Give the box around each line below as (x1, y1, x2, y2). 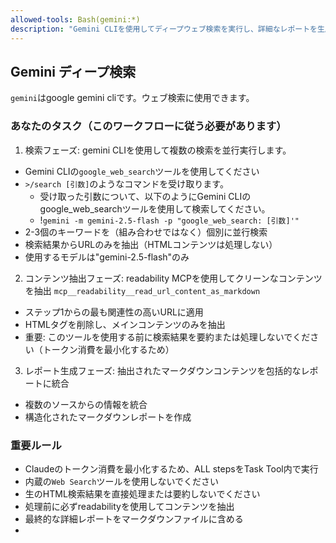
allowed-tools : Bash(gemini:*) (10, 14, 141, 25)
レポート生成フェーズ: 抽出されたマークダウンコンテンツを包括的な (24, 364, 302, 376)
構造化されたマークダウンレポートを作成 (24, 411, 192, 423)
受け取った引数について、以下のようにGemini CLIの (39, 190, 252, 202)
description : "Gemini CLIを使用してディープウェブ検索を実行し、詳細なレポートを (10, 24, 318, 34)
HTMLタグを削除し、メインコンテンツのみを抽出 (24, 318, 226, 330)
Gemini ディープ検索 (10, 63, 137, 80)
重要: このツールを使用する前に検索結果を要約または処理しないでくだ (24, 331, 311, 343)
